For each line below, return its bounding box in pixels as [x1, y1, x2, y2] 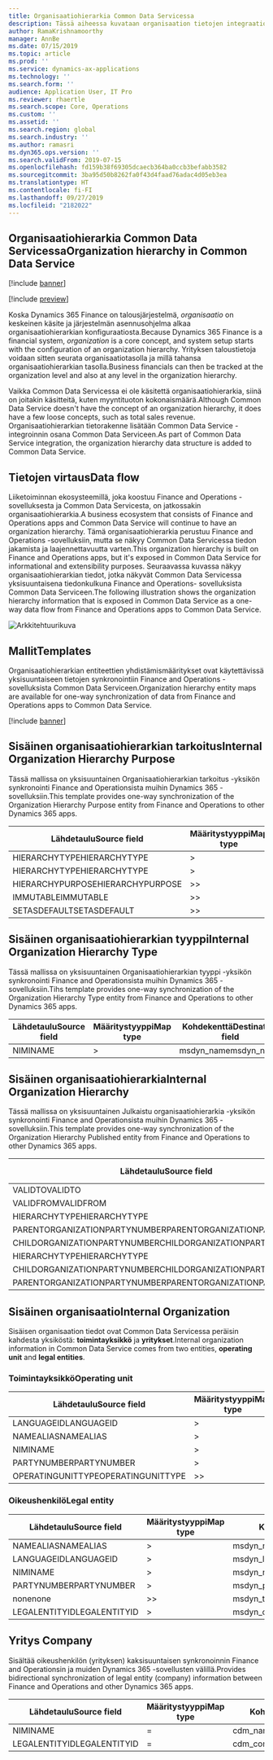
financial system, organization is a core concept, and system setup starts [8, 336, 254, 346]
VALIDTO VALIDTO [12, 1184, 81, 1196]
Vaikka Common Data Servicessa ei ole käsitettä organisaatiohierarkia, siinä [8, 386, 262, 396]
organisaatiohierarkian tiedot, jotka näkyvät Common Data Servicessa [8, 570, 242, 580]
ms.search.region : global [8, 125, 96, 134]
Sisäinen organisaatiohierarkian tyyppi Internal [8, 933, 249, 946]
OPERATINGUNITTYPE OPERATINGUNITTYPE [12, 1471, 187, 1482]
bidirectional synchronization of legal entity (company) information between [8, 1673, 262, 1683]
